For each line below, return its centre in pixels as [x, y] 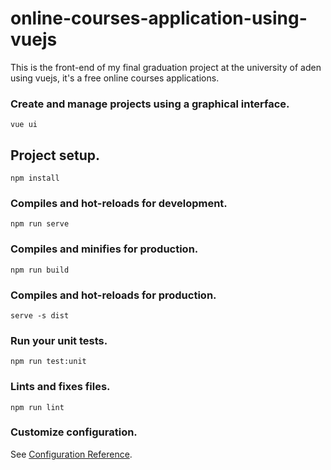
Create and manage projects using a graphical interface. [150, 104]
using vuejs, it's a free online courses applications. [115, 78]
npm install [35, 178]
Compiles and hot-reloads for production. [113, 295]
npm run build [40, 270]
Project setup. [55, 155]
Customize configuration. [74, 432]
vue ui [24, 125]
